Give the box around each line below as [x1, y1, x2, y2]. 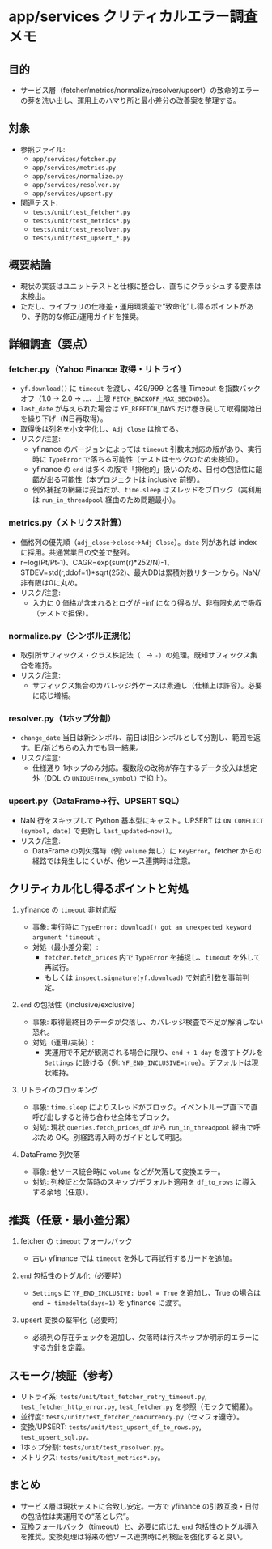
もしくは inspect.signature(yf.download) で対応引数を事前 [44, 972, 243, 982]
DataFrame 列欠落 [19, 1150, 81, 1160]
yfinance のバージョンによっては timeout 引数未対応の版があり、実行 [32, 445, 262, 454]
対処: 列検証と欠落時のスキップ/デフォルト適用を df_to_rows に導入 [32, 1177, 257, 1187]
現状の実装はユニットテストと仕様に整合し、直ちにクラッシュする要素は [19, 281, 261, 291]
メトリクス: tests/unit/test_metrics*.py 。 [19, 1452, 165, 1462]
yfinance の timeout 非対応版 [19, 904, 117, 915]
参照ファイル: [19, 144, 66, 154]
